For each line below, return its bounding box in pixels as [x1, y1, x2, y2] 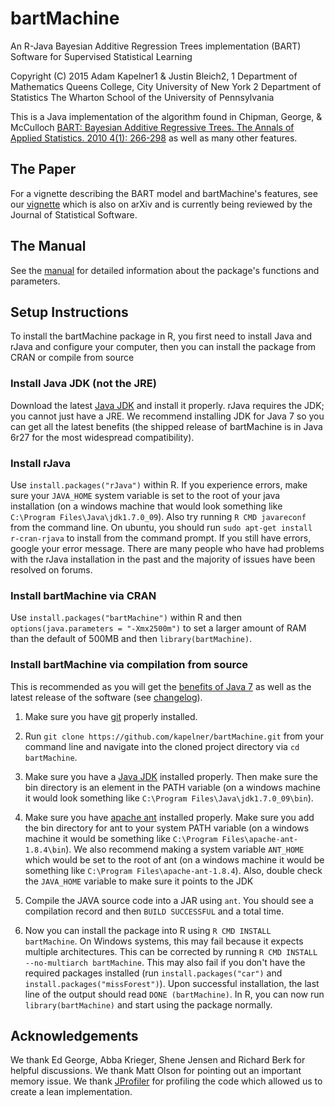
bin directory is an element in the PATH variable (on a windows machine [24, 781, 321, 793]
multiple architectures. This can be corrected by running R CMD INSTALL [24, 945, 318, 957]
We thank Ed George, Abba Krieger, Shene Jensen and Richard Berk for [10, 1054, 306, 1066]
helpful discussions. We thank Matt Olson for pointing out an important [10, 1065, 302, 1077]
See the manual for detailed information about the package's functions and [10, 264, 320, 276]
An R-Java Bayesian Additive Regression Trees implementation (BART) [10, 40, 302, 52]
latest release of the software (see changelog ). [10, 691, 203, 703]
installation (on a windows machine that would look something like [10, 500, 283, 512]
